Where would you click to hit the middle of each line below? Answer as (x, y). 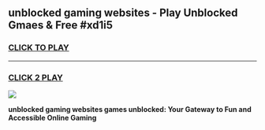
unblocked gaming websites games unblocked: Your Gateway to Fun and (130, 109)
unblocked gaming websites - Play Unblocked (123, 13)
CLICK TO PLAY (39, 48)
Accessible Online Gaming (52, 117)
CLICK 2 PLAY (35, 77)
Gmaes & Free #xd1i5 (60, 26)
